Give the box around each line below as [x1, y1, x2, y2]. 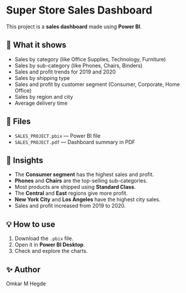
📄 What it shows [6, 40, 66, 50]
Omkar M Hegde [6, 280, 46, 287]
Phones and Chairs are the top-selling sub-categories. [14, 177, 148, 184]
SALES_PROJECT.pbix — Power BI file [14, 132, 101, 139]
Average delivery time [14, 99, 68, 106]
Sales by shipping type [14, 74, 70, 81]
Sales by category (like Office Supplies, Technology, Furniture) [14, 55, 166, 62]
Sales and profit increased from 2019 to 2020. [14, 202, 126, 209]
